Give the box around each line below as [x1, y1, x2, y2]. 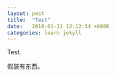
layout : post [7, 10, 45, 17]
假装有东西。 [7, 63, 43, 71]
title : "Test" [7, 16, 51, 23]
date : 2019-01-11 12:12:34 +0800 [7, 23, 110, 30]
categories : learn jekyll [7, 29, 81, 36]
